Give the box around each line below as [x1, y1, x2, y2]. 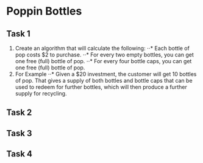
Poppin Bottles [6, 4, 82, 18]
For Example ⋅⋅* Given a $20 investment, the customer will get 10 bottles [15, 71, 197, 77]
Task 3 [6, 128, 32, 138]
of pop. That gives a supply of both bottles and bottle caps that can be [15, 77, 193, 84]
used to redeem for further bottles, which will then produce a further [15, 83, 187, 91]
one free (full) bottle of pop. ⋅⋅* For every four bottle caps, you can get [15, 58, 192, 64]
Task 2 [6, 108, 32, 118]
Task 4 [6, 149, 32, 159]
